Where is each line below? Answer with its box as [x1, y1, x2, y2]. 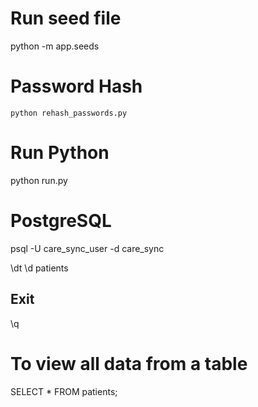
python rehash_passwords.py [10, 108, 128, 118]
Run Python [10, 142, 110, 164]
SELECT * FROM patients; [10, 385, 118, 397]
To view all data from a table [10, 352, 248, 375]
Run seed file [10, 7, 122, 30]
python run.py [10, 174, 68, 186]
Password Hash [10, 75, 143, 98]
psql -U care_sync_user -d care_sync [10, 242, 165, 254]
